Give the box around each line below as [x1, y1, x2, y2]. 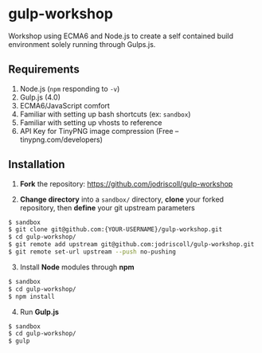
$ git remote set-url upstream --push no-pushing [8, 248, 177, 256]
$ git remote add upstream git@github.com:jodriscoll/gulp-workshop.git [8, 241, 255, 249]
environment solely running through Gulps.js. [8, 39, 156, 49]
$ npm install [8, 292, 56, 300]
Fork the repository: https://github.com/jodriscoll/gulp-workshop [19, 178, 233, 188]
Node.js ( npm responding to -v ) [19, 84, 120, 93]
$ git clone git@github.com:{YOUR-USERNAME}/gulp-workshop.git [8, 226, 223, 233]
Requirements [8, 63, 80, 76]
